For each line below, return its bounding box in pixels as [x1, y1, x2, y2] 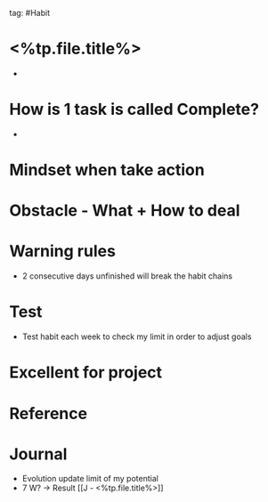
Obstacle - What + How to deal [9, 200, 240, 221]
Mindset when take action [9, 160, 205, 181]
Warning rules [9, 241, 116, 262]
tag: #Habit [9, 8, 51, 18]
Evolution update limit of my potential [21, 474, 158, 484]
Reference [9, 403, 87, 424]
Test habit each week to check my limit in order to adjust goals [21, 331, 252, 342]
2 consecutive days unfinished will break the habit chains [21, 271, 233, 281]
